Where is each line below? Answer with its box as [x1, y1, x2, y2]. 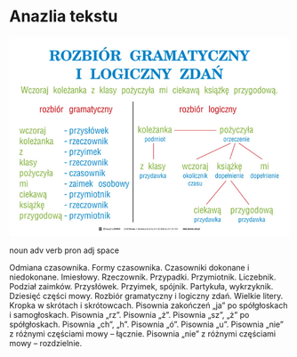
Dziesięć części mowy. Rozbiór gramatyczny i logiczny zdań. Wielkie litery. [9, 290, 284, 301]
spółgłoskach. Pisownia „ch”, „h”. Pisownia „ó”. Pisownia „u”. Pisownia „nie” [9, 319, 285, 329]
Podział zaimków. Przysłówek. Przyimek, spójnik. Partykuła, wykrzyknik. [9, 280, 274, 291]
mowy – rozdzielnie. [9, 337, 83, 348]
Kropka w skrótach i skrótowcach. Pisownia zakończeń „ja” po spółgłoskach [9, 300, 288, 311]
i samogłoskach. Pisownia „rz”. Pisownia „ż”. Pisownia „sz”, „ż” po [9, 309, 250, 320]
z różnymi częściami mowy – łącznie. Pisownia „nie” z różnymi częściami [9, 328, 277, 339]
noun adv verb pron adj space [9, 245, 120, 256]
